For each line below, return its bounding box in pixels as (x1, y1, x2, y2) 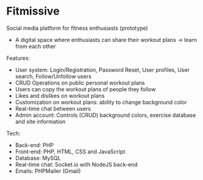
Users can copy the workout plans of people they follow (15, 85, 156, 92)
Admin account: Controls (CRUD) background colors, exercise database (15, 111, 196, 119)
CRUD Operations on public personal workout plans (15, 79, 145, 86)
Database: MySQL (15, 154, 61, 162)
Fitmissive (6, 4, 60, 18)
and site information (15, 117, 66, 125)
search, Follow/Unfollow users (15, 72, 91, 80)
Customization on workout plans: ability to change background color (15, 99, 187, 106)
